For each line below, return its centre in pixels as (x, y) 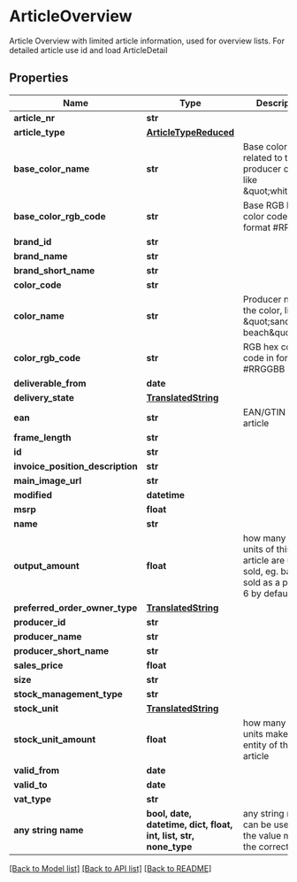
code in (258, 357)
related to (263, 157)
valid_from (37, 770)
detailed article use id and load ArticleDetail (88, 50)
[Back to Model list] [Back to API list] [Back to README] (110, 868)
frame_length (43, 437)
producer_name (48, 636)
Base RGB (263, 205)
